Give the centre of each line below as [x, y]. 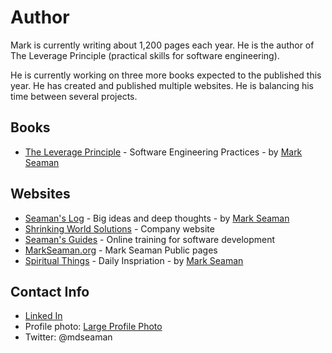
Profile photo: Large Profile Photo [93, 327]
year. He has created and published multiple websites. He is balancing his [162, 85]
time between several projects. [74, 96]
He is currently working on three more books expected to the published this [166, 75]
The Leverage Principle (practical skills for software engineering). [145, 55]
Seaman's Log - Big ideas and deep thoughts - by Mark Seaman [157, 218]
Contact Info [50, 291]
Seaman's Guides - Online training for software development [150, 239]
